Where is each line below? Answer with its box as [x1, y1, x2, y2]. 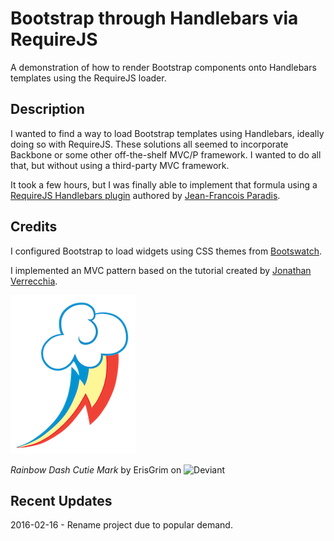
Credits [10, 218, 58, 236]
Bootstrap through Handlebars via [10, 7, 299, 30]
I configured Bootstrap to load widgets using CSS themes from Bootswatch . [10, 245, 322, 257]
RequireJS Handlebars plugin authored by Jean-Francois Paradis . [10, 189, 281, 201]
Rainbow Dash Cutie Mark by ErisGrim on [10, 463, 182, 476]
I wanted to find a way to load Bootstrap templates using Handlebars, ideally [10, 127, 325, 139]
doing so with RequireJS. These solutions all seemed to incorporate [10, 138, 289, 150]
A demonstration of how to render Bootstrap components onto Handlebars [10, 61, 317, 73]
